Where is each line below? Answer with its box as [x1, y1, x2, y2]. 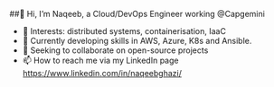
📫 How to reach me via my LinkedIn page [22, 55, 179, 65]
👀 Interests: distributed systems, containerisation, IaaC [22, 26, 226, 36]
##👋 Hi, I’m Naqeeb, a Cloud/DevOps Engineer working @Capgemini [9, 9, 265, 19]
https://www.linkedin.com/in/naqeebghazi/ [22, 68, 183, 78]
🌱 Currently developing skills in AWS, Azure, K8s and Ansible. [22, 36, 252, 46]
